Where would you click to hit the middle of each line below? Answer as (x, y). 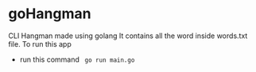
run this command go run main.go (77, 59)
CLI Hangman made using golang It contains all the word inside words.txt (128, 36)
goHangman (50, 14)
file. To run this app (40, 44)
